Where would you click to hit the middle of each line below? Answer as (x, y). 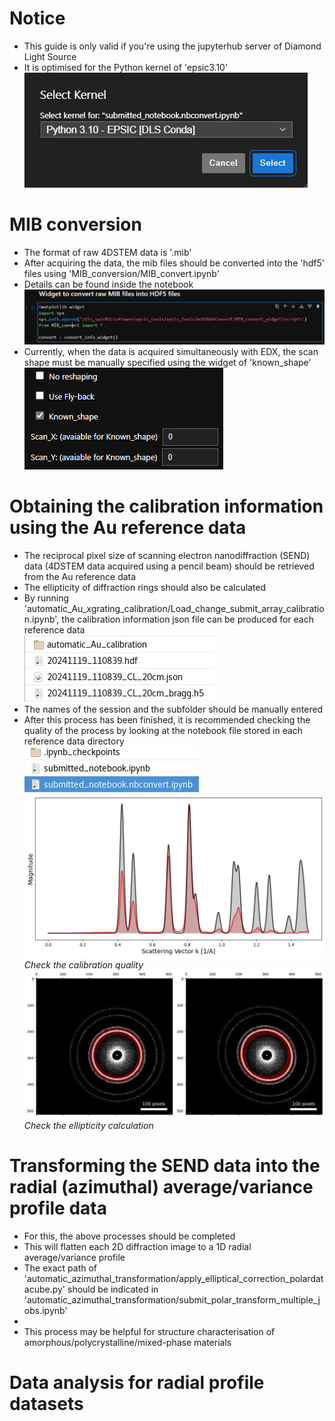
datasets (46, 1404)
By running (46, 598)
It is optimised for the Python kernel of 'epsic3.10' (126, 67)
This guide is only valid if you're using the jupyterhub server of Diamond (172, 46)
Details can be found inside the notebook (108, 284)
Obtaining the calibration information (166, 506)
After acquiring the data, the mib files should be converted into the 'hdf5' (174, 263)
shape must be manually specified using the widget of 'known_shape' (167, 362)
